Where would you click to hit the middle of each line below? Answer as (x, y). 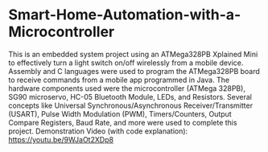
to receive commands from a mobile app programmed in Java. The (119, 80)
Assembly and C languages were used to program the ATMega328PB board (134, 71)
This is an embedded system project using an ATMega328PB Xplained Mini (133, 54)
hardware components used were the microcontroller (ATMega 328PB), (127, 88)
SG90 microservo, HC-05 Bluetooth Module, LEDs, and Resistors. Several (130, 97)
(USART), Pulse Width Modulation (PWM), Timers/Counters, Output (120, 113)
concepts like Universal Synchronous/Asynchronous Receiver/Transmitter (131, 105)
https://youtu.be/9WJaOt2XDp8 (61, 139)
